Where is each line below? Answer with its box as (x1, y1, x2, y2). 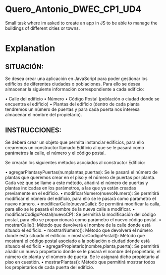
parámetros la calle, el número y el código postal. (5, 150, 106, 156)
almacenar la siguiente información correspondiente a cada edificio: (5, 86, 144, 92)
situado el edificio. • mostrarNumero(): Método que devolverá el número (5, 227, 153, 233)
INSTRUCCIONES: (5, 126, 62, 135)
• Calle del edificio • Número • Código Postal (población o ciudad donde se (5, 95, 160, 101)
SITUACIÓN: (5, 62, 44, 71)
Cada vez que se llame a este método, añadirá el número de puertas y (5, 180, 148, 185)
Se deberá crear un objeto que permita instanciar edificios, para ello (5, 139, 145, 145)
